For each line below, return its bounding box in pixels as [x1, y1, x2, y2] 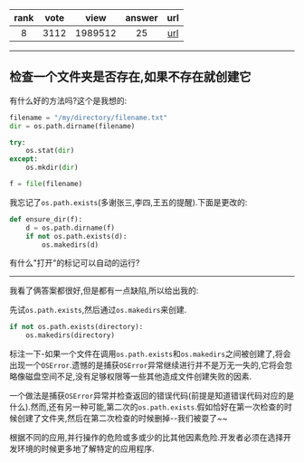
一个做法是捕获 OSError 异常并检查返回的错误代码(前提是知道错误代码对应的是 [9, 391, 295, 401]
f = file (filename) [9, 180, 83, 189]
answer [125, 12, 158, 24]
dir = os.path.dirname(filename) [9, 121, 136, 130]
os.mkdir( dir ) [25, 163, 79, 173]
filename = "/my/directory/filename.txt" [9, 113, 168, 122]
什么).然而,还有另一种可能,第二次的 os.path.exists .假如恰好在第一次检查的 [9, 401, 285, 412]
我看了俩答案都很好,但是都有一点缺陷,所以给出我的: [9, 285, 199, 297]
